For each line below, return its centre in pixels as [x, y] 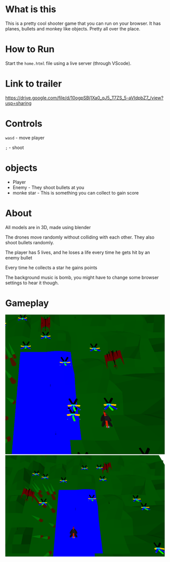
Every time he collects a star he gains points [51, 268]
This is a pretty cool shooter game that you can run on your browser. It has [83, 23]
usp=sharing [18, 103]
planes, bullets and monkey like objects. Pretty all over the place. [73, 28]
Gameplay [27, 303]
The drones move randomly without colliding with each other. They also [80, 237]
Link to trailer [34, 84]
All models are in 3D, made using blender [48, 227]
